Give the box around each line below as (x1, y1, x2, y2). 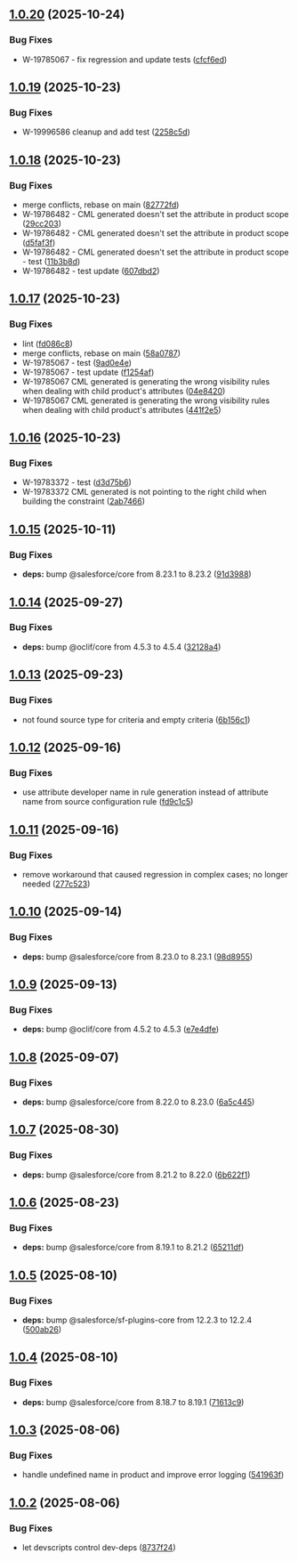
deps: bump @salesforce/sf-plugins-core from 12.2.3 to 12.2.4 (21, 1314, 252, 1325)
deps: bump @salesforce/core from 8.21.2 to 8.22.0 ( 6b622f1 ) (21, 1169, 251, 1180)
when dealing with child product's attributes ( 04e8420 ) (21, 385, 226, 396)
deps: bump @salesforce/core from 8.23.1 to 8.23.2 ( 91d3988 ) (21, 569, 252, 579)
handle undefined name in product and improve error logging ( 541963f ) (21, 1469, 285, 1480)
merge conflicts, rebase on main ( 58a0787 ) (21, 347, 181, 359)
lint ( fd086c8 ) (21, 338, 73, 349)
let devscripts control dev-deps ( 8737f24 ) (21, 1542, 176, 1553)
